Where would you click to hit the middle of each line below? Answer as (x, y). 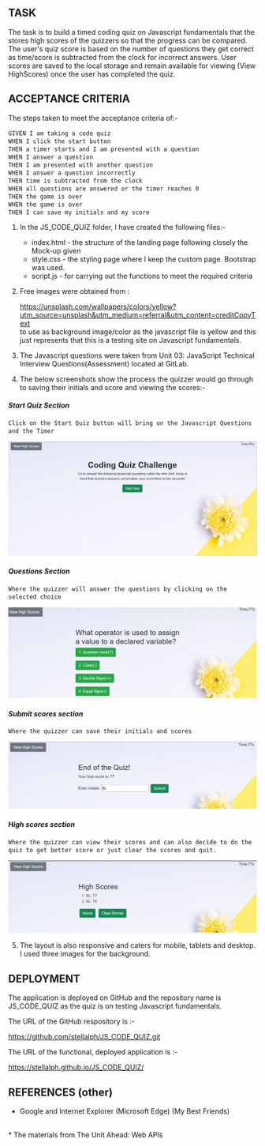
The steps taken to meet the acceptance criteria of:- (93, 118)
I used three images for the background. (85, 954)
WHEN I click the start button (60, 141)
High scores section (42, 825)
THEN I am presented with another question (81, 165)
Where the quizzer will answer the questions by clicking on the (118, 589)
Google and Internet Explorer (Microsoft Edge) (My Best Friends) (125, 1111)
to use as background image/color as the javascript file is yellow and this (138, 332)
